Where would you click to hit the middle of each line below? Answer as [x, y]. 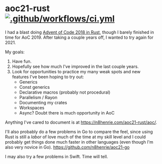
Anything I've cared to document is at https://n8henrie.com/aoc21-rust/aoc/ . [81, 122]
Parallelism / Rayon [38, 97]
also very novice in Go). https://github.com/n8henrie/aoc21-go [67, 147]
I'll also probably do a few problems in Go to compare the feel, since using [79, 131]
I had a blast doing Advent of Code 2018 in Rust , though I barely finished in [80, 32]
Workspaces [32, 108]
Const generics [34, 87]
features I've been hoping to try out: [48, 77]
